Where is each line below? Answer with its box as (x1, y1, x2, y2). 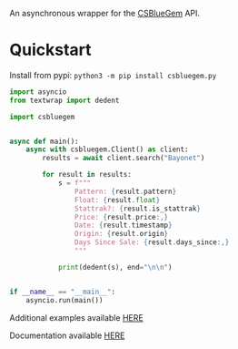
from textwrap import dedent (9, 96, 120, 105)
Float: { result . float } (74, 195, 161, 204)
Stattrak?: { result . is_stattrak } (74, 204, 202, 213)
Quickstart (9, 40, 93, 60)
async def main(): (9, 137, 79, 146)
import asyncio (9, 87, 67, 97)
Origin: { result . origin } (74, 230, 169, 239)
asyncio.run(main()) (25, 295, 104, 304)
